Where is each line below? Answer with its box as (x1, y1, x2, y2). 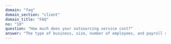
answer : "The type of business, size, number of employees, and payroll (5, 31, 163, 36)
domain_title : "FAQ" (5, 17, 49, 22)
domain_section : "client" (5, 12, 60, 17)
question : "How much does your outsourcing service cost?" (5, 26, 133, 31)
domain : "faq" (5, 7, 36, 13)
